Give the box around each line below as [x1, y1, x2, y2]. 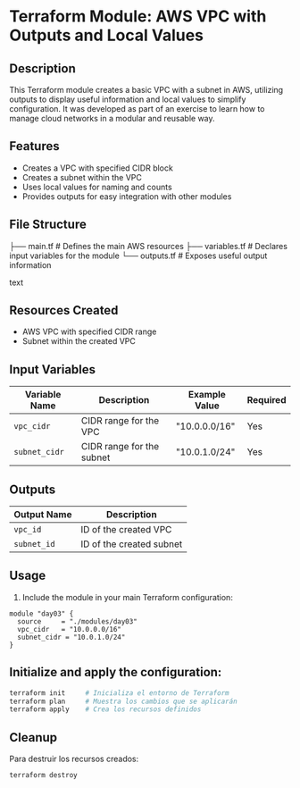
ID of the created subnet [79, 538, 183, 550]
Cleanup [9, 730, 58, 745]
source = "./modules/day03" [17, 616, 138, 626]
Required [246, 394, 287, 407]
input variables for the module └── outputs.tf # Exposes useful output [9, 250, 268, 261]
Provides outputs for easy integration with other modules [21, 190, 232, 202]
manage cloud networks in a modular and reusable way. [9, 113, 216, 123]
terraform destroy [9, 771, 78, 780]
